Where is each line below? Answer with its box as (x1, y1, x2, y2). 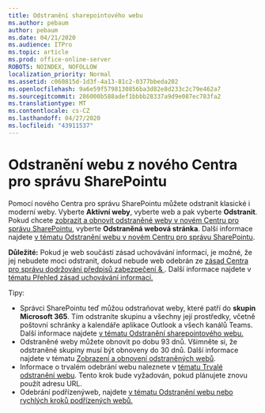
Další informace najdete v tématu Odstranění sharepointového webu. (19, 329, 244, 338)
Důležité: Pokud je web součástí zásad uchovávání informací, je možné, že (8, 247, 253, 257)
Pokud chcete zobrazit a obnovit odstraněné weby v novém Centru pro (8, 215, 240, 225)
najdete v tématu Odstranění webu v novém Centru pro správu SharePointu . (8, 232, 256, 242)
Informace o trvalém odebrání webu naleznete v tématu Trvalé (19, 362, 223, 371)
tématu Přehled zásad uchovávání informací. (8, 272, 153, 282)
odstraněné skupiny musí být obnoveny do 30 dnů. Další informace (19, 345, 239, 355)
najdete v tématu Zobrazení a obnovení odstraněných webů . (19, 353, 216, 363)
